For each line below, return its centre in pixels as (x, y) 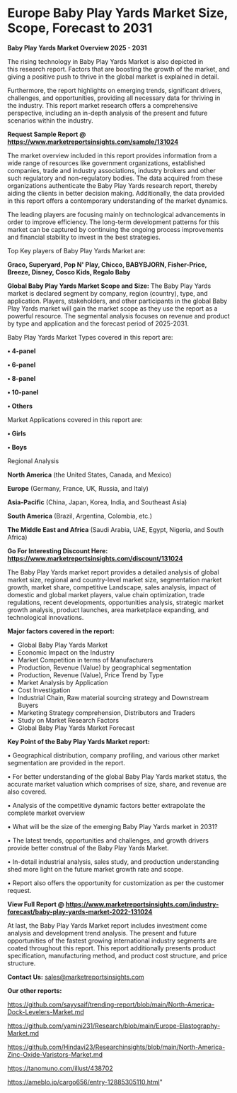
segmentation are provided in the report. (66, 762)
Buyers (28, 705)
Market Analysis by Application (63, 682)
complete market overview (46, 813)
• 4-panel (22, 351)
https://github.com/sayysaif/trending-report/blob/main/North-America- (111, 1004)
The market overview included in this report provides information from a (112, 155)
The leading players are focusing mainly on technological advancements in (116, 214)
